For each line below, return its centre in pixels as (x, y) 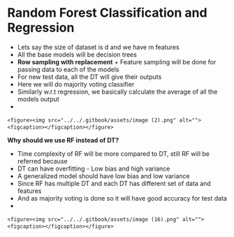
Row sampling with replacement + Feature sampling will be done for (117, 62)
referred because (42, 161)
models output (38, 99)
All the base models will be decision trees (77, 55)
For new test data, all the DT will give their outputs (89, 77)
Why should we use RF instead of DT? (63, 140)
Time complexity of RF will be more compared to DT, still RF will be (114, 153)
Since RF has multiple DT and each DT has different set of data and (114, 183)
